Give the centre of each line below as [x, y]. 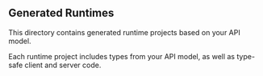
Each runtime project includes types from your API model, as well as [122, 56]
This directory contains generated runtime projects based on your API [124, 32]
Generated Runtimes [61, 13]
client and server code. [63, 65]
